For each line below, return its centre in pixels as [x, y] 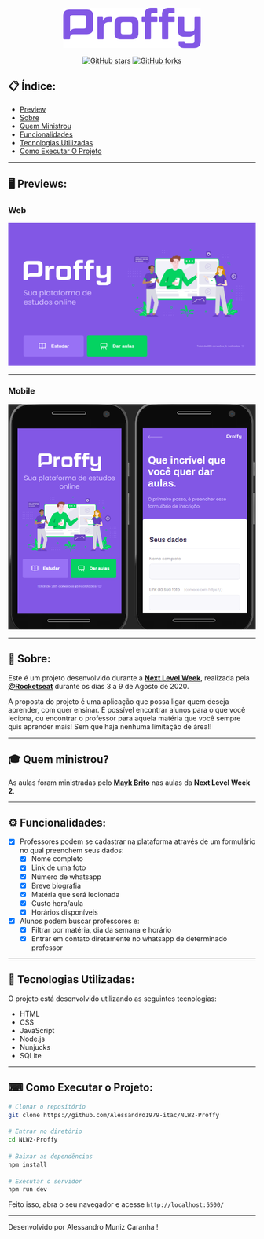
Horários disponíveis [64, 912]
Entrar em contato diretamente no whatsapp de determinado [129, 938]
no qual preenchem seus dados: [71, 850]
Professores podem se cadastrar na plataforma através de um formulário [137, 841]
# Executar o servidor [45, 1181]
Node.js [32, 1039]
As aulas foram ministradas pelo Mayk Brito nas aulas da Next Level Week [129, 783]
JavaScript [37, 1030]
